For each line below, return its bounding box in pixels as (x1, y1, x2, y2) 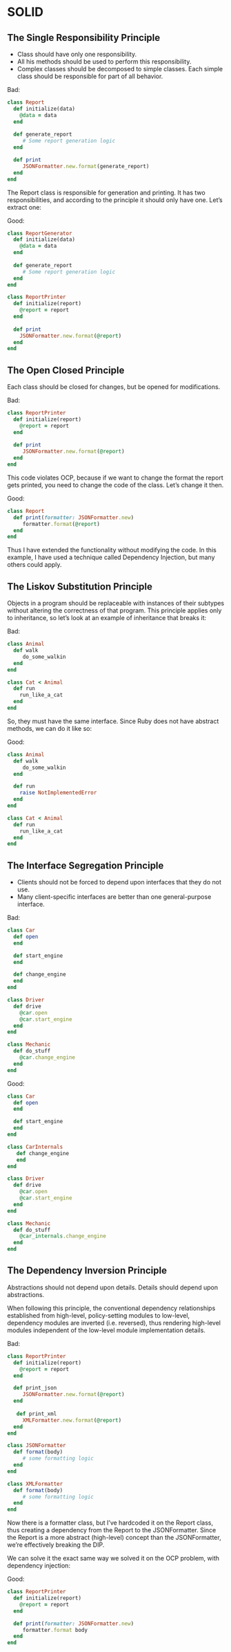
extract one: (7, 203, 41, 211)
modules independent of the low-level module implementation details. (7, 1326, 205, 1334)
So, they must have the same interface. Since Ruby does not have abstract (7, 717, 219, 725)
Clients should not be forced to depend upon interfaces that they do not (17, 878, 222, 887)
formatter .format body (22, 1626, 88, 1633)
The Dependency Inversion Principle (7, 1264, 168, 1277)
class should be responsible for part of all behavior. (17, 72, 163, 80)
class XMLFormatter (7, 1480, 63, 1487)
